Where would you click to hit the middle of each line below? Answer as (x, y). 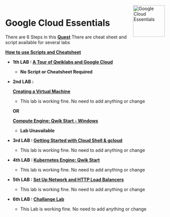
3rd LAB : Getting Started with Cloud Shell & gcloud (68, 140)
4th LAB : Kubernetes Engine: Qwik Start (56, 160)
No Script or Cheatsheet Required (56, 72)
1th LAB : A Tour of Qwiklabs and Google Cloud (62, 62)
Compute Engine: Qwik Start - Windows (55, 120)
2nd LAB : (23, 81)
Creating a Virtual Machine (41, 91)
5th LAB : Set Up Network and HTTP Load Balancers (68, 180)
